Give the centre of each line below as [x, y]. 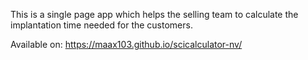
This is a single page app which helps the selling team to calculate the [154, 14]
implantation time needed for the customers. [101, 25]
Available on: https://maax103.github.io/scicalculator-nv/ [126, 44]
